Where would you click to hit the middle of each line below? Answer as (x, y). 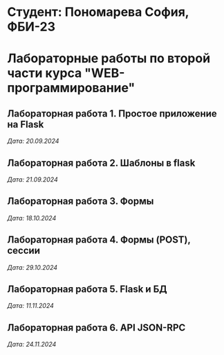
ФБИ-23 (31, 27)
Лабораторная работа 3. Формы (81, 201)
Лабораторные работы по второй (109, 59)
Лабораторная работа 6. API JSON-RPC (96, 328)
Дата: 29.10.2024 (32, 267)
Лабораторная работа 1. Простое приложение (112, 113)
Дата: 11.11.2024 (30, 306)
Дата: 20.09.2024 (33, 141)
